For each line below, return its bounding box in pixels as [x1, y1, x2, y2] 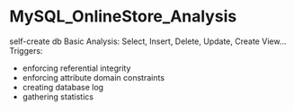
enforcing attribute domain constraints [22, 72, 165, 82]
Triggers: [9, 45, 43, 55]
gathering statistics [22, 91, 94, 102]
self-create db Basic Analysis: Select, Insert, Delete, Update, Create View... [9, 36, 287, 47]
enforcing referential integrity [22, 63, 131, 73]
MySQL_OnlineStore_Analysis [9, 6, 237, 27]
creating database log [22, 81, 104, 92]
